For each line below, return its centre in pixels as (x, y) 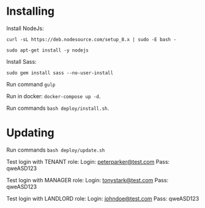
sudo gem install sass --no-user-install (60, 73)
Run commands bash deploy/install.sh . (58, 108)
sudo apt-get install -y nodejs (47, 50)
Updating (31, 133)
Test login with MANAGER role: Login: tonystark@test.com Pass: (88, 180)
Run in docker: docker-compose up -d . (54, 96)
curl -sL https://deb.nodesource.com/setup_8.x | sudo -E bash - (91, 39)
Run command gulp (31, 84)
